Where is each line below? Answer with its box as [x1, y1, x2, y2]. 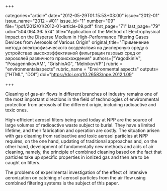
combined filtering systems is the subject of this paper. [5, 180, 119, 186]
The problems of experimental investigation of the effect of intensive [5, 169, 147, 175]
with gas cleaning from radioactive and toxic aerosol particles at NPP [5, 133, 148, 139]
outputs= [140, 66, 159, 72]
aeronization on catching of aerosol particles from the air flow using [5, 175, 146, 180]
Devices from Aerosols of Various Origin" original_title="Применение [5, 39, 149, 45]
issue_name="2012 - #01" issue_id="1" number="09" [5, 18, 116, 24]
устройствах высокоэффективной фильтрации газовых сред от [5, 50, 141, 56]
